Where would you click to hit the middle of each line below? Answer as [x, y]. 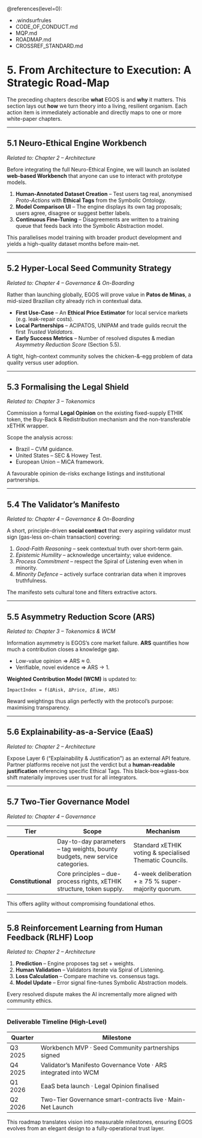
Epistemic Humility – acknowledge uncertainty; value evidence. [94, 555]
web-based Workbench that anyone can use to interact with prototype [95, 176]
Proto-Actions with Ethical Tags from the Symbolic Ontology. [91, 200]
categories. [73, 864]
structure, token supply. [91, 889]
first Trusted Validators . [45, 332]
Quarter [22, 1038]
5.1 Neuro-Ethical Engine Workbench [77, 143]
